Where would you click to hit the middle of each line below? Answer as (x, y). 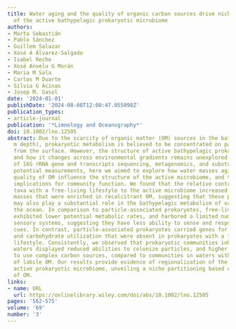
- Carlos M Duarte (34, 79)
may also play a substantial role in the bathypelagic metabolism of (117, 204)
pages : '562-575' (33, 302)
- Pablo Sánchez (31, 40)
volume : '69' (26, 308)
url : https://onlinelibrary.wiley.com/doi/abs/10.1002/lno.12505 (111, 295)
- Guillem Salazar (34, 46)
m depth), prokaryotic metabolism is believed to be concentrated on (117, 145)
